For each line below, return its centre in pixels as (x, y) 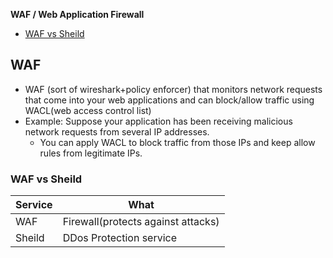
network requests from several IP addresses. (117, 131)
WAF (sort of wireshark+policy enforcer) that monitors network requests (173, 89)
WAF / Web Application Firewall (77, 14)
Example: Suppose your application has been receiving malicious (158, 121)
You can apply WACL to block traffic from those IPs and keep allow (177, 142)
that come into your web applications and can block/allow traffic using (169, 100)
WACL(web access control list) (88, 110)
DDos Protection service (120, 238)
